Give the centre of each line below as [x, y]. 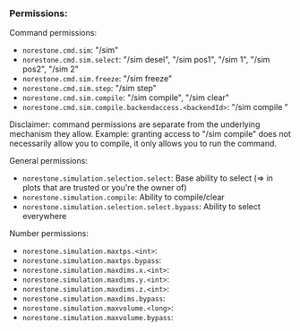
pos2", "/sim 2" [50, 69]
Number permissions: [49, 233]
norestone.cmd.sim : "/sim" [70, 50]
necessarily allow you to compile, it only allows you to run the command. [143, 144]
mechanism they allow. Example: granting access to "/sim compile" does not [150, 134]
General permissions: [48, 161]
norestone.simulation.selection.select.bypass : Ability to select [141, 207]
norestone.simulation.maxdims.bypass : [94, 299]
